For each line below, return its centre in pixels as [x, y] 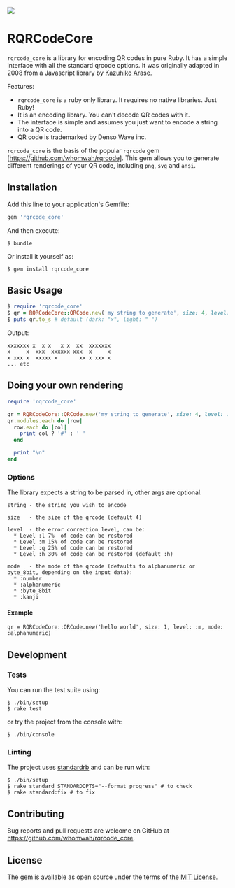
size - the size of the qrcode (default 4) [74, 517]
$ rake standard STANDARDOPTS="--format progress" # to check [100, 787]
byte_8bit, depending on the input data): [70, 573]
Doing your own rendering [65, 386]
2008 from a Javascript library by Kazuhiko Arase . [80, 73]
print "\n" [29, 453]
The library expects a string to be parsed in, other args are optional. [105, 492]
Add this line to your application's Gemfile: [68, 204]
